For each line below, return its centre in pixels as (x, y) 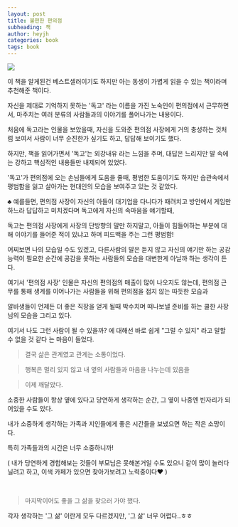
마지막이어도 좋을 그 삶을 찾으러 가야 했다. (82, 501)
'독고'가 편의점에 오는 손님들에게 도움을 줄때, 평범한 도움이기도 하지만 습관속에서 (118, 177)
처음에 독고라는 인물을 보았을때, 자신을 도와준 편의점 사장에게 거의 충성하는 (111, 129)
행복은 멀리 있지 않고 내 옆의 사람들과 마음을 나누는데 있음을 (107, 369)
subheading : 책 (29, 27)
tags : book (23, 47)
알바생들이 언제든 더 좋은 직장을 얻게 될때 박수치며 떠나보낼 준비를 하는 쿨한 (112, 306)
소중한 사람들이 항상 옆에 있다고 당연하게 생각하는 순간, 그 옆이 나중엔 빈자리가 (115, 400)
